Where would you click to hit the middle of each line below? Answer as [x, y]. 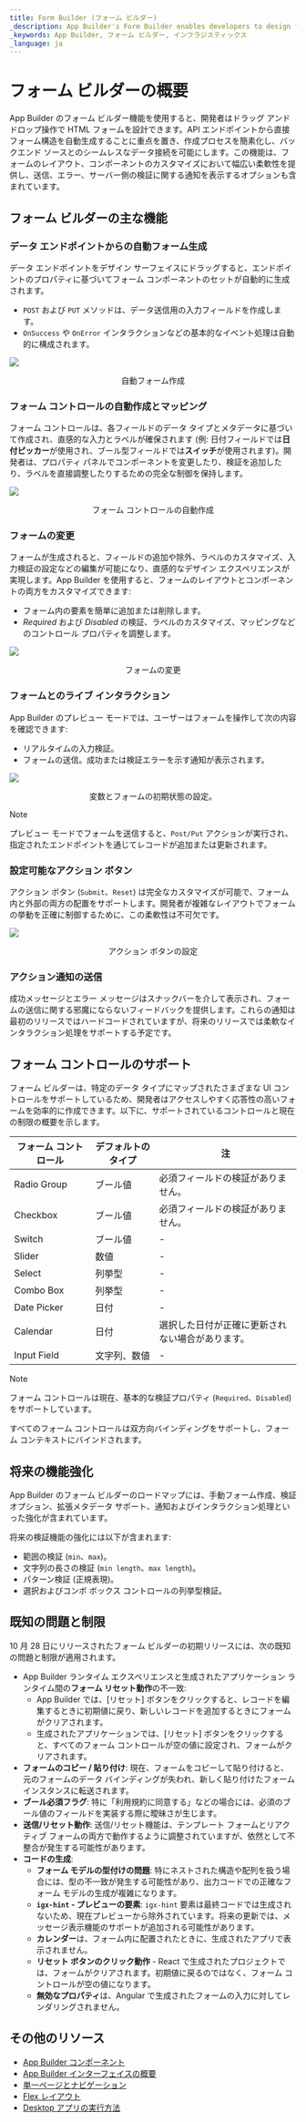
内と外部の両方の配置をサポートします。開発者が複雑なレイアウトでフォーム [153, 904]
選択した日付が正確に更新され [223, 1325]
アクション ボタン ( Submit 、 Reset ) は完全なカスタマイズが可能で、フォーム [149, 892]
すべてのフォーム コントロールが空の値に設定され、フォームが [168, 1745]
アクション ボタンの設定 [153, 951]
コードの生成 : [48, 1859]
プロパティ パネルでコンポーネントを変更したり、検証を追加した [161, 462]
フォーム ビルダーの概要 [99, 91]
